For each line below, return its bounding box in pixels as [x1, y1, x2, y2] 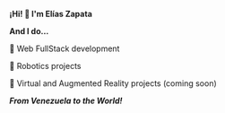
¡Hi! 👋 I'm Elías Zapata [9, 9, 92, 19]
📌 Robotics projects [9, 61, 82, 71]
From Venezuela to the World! [9, 95, 123, 106]
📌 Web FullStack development [9, 43, 120, 54]
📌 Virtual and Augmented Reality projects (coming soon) [9, 78, 217, 89]
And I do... [9, 26, 49, 36]
